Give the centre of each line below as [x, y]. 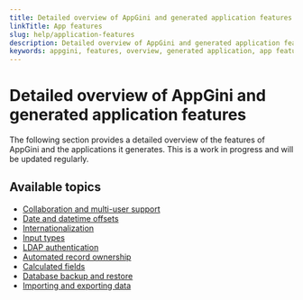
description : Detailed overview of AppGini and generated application [145, 43]
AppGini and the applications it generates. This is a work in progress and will [151, 150]
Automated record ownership [77, 257]
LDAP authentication [60, 247]
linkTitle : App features [56, 26]
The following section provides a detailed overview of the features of [138, 140]
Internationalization [58, 228]
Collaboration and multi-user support [91, 209]
